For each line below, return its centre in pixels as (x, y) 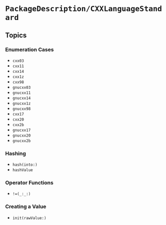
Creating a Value (26, 206)
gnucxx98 (21, 109)
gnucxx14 (21, 98)
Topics (16, 35)
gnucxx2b (21, 141)
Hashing (16, 153)
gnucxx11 (21, 93)
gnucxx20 (21, 135)
